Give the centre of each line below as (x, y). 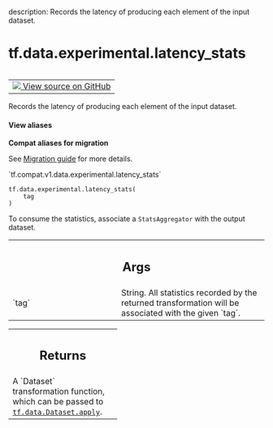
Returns (63, 356)
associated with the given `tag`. (181, 312)
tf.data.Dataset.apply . (58, 412)
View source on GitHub (67, 86)
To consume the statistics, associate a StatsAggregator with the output (127, 219)
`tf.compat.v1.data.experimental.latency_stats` (85, 175)
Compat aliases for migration (58, 143)
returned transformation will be (180, 303)
